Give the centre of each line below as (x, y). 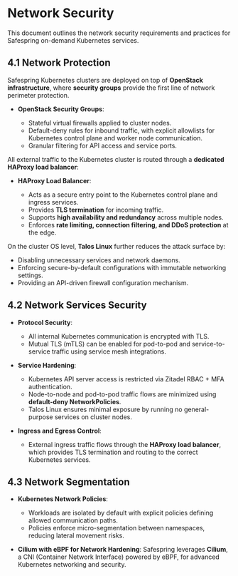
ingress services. (53, 202)
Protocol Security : (45, 322)
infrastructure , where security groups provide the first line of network (111, 88)
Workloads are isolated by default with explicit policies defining (121, 513)
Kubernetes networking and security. (72, 565)
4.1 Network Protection (59, 63)
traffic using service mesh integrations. (109, 351)
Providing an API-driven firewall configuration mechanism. (103, 282)
